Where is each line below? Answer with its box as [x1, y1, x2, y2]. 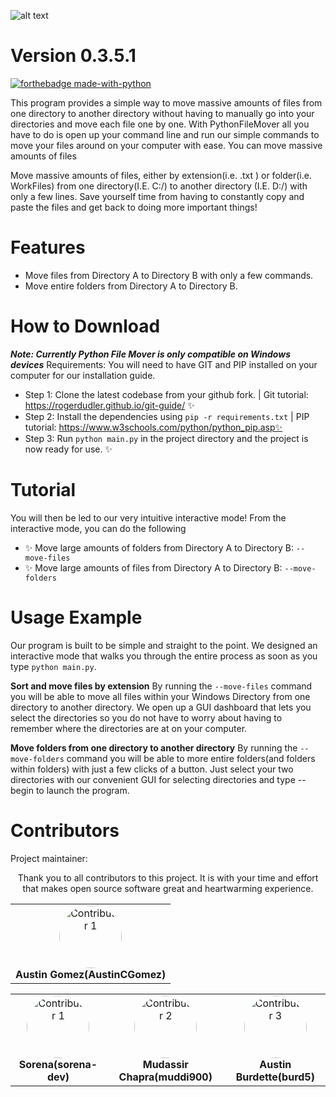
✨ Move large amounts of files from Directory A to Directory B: [24, 561, 283, 574]
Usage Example [10, 606, 143, 629]
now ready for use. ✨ [24, 443, 113, 455]
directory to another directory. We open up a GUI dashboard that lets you [10, 701, 312, 713]
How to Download [10, 315, 161, 338]
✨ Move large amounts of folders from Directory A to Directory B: [24, 541, 294, 554]
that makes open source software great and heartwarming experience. [22, 882, 314, 894]
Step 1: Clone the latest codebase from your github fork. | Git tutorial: [24, 388, 309, 400]
